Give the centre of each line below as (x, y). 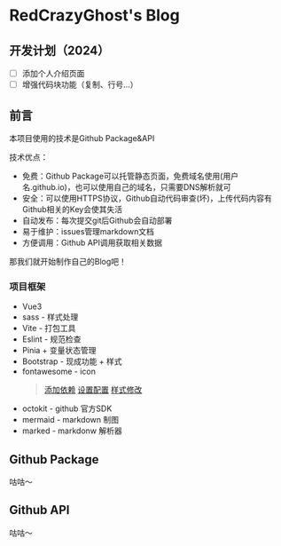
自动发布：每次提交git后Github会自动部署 (97, 220)
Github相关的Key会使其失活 (72, 209)
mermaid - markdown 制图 (70, 420)
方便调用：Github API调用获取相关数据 (92, 242)
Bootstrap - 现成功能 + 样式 (72, 361)
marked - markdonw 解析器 (72, 431)
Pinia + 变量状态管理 (59, 351)
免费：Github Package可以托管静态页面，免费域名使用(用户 (130, 176)
